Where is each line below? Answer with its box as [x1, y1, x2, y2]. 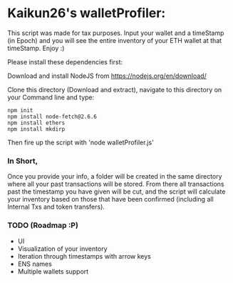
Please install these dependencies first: [7, 57, 123, 66]
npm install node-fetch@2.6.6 [7, 113, 98, 120]
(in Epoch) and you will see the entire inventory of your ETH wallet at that [7, 36, 222, 44]
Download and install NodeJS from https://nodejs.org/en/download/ [7, 71, 207, 80]
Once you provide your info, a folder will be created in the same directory [7, 172, 222, 181]
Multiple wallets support [17, 267, 89, 276]
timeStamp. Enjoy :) [7, 44, 65, 52]
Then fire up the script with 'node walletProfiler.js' [7, 138, 155, 147]
